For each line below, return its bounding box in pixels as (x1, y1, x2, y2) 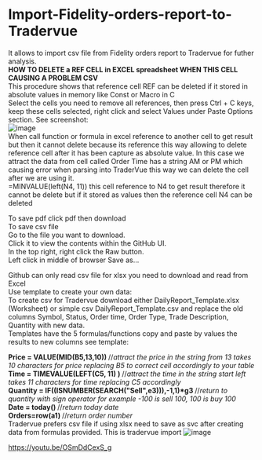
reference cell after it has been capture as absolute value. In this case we (8, 148, 245, 158)
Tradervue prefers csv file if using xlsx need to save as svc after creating (8, 418, 244, 429)
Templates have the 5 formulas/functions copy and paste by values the (8, 328, 238, 338)
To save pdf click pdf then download (8, 214, 126, 223)
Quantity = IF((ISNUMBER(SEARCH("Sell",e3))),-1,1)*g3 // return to (8, 385, 228, 395)
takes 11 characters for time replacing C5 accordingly (8, 377, 181, 386)
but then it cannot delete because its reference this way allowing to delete (8, 140, 247, 149)
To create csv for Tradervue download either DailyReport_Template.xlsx (8, 295, 240, 305)
